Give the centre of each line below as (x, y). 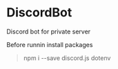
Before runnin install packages (50, 44)
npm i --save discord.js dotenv (67, 58)
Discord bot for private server (49, 31)
